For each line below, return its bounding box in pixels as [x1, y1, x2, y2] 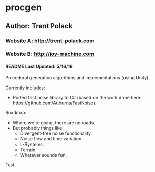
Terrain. [20, 147, 37, 153]
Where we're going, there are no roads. [12, 119, 96, 126]
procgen [5, 2, 42, 13]
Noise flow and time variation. [20, 135, 83, 141]
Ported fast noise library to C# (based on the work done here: [12, 94, 142, 100]
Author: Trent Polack [5, 22, 73, 31]
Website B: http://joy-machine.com [5, 50, 95, 58]
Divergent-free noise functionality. [20, 130, 92, 136]
